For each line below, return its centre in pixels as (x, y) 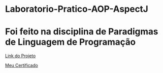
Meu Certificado (22, 66)
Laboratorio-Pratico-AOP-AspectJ (77, 9)
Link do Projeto (20, 56)
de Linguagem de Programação (70, 42)
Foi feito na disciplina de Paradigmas (82, 32)
